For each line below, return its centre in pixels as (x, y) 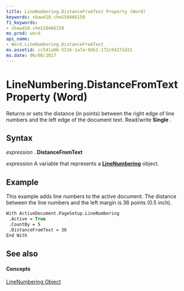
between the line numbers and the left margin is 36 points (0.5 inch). (89, 203)
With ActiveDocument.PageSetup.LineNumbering (63, 214)
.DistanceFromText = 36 (38, 230)
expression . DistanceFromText (44, 152)
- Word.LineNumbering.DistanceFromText (55, 45)
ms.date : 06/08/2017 (31, 55)
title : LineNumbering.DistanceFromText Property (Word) (76, 11)
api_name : (18, 39)
